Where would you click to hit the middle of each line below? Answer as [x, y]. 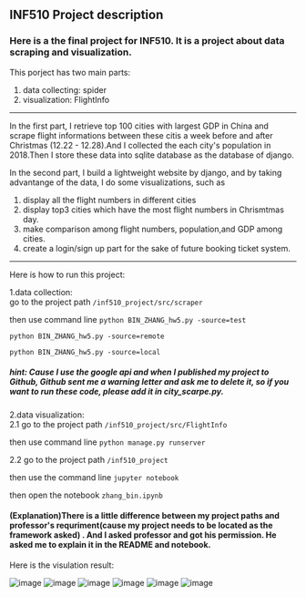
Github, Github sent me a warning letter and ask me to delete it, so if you [149, 382]
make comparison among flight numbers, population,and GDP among [153, 229]
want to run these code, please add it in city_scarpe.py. [117, 392]
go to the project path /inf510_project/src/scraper [106, 302]
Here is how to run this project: [67, 274]
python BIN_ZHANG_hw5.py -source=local [85, 352]
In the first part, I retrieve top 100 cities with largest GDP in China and [139, 126]
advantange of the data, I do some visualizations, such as [117, 182]
